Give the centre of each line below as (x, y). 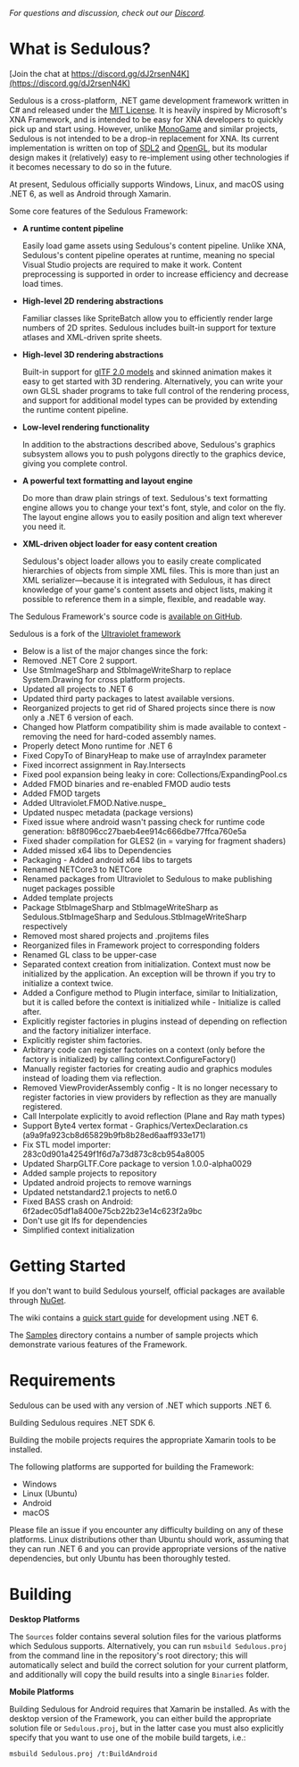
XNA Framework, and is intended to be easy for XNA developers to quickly (146, 119)
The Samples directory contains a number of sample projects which (134, 1335)
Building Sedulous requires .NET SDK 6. (82, 1422)
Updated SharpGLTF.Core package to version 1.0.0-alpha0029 (137, 1163)
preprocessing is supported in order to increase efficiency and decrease (155, 274)
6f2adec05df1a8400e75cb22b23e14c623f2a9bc (112, 1210)
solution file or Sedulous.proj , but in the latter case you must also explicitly (146, 1728)
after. (32, 1011)
